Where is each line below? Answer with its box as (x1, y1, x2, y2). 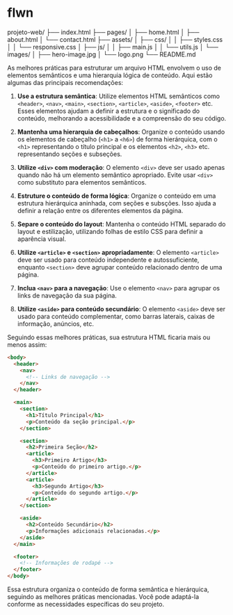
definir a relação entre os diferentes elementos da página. (17, 206, 184, 215)
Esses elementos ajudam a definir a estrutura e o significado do (17, 107, 200, 115)
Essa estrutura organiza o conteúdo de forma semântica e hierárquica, (7, 585, 210, 593)
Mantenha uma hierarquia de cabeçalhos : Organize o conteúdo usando (17, 127, 225, 136)
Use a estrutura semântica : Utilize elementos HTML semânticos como (17, 92, 220, 100)
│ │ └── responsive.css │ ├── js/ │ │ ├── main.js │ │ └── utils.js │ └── (7, 42, 219, 51)
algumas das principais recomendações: (7, 78, 124, 86)
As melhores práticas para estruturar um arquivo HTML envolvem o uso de (7, 63, 221, 72)
